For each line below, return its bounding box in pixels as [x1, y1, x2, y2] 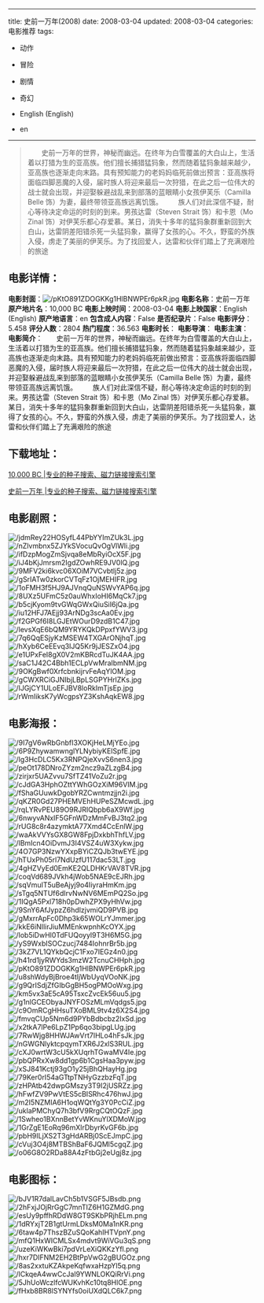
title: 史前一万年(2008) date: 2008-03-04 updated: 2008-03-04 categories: [8, 17, 254, 26]
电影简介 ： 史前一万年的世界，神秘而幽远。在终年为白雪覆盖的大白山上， [8, 333, 256, 342]
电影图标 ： [8, 1172, 60, 1186]
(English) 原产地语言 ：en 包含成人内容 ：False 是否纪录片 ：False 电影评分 [8, 313, 245, 323]
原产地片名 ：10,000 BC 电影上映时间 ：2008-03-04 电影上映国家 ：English [8, 304, 247, 313]
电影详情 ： [8, 272, 60, 285]
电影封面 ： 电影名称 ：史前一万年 [8, 294, 251, 303]
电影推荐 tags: [8, 27, 54, 35]
